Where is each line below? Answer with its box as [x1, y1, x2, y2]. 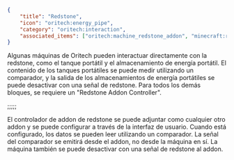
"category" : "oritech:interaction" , [19, 26, 127, 33]
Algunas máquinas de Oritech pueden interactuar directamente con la [7, 51, 208, 60]
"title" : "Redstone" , [19, 13, 82, 20]
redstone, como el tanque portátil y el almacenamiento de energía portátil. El [7, 59, 226, 67]
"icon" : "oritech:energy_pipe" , [19, 19, 114, 26]
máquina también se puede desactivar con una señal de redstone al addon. [7, 145, 224, 153]
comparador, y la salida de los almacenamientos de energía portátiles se [7, 74, 215, 82]
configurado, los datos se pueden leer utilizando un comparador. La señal [7, 130, 219, 138]
